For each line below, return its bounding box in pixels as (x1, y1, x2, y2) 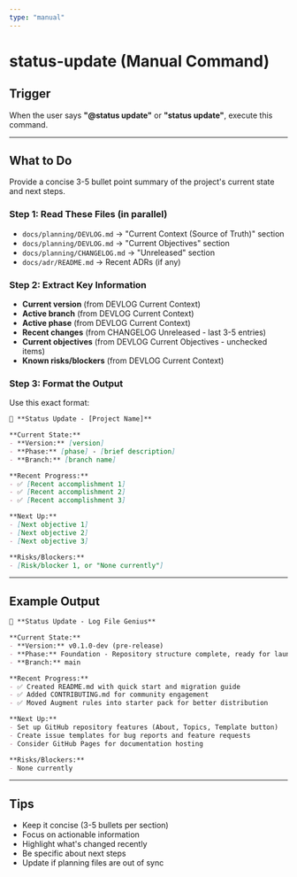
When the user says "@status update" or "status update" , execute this (9, 110, 273, 120)
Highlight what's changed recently (21, 839, 148, 850)
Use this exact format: (9, 398, 90, 408)
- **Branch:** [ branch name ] (9, 455, 117, 464)
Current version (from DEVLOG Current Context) (21, 299, 202, 310)
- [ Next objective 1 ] (9, 520, 89, 530)
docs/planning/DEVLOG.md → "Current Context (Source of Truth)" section (21, 228, 285, 239)
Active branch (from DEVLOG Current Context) (21, 308, 194, 319)
